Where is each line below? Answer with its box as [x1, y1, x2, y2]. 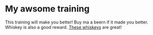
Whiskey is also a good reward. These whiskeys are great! [5, 24, 122, 30]
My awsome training [5, 3, 90, 14]
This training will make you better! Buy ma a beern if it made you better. [5, 19, 149, 25]
